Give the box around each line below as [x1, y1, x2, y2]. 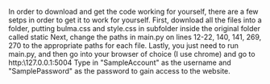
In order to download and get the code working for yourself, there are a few [8, 7, 260, 16]
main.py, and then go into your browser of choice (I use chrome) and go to [8, 50, 255, 58]
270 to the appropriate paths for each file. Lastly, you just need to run [8, 41, 239, 50]
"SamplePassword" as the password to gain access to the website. [8, 66, 231, 75]
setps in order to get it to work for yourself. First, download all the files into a [8, 15, 262, 25]
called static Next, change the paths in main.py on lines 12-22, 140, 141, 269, [8, 32, 262, 42]
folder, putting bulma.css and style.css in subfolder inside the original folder [8, 24, 260, 33]
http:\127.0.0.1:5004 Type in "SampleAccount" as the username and [8, 58, 231, 67]
